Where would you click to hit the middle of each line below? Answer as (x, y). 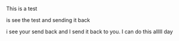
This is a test (22, 9)
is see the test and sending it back (48, 20)
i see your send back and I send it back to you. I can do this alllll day (89, 31)
